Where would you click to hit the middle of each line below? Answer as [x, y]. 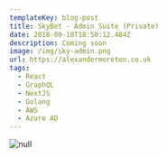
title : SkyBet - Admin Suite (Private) [84, 26]
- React [32, 77]
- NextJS [34, 93]
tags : [19, 69]
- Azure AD [38, 118]
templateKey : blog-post [54, 18]
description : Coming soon [58, 43]
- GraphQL [36, 85]
